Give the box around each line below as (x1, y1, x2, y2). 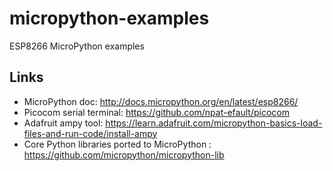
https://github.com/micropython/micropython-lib (23, 148, 225, 161)
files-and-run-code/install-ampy (23, 127, 158, 139)
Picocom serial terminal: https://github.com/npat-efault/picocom (23, 106, 290, 118)
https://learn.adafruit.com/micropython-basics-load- (105, 117, 323, 129)
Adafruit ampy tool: (23, 117, 104, 129)
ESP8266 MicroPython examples (9, 40, 145, 52)
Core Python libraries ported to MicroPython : (23, 138, 212, 150)
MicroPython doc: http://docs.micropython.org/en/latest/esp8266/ (23, 95, 299, 107)
